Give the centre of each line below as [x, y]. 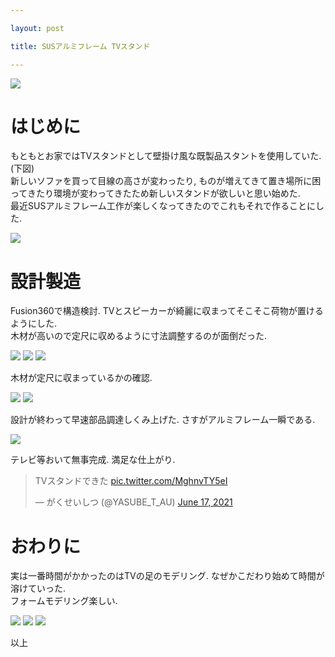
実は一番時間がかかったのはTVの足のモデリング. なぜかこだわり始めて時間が [167, 576]
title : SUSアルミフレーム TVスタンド [80, 46]
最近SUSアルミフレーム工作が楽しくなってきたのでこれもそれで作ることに [163, 206]
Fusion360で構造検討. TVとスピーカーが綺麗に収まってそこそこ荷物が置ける [167, 311]
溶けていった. [38, 588]
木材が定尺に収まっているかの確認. [81, 378]
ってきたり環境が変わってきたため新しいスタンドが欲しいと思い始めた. [155, 193]
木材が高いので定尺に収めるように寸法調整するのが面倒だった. [139, 336]
